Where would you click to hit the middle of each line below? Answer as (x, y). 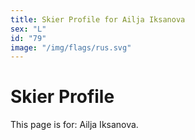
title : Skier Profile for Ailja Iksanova (98, 19)
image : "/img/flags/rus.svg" (71, 47)
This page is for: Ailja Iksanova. (74, 125)
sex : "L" (28, 29)
